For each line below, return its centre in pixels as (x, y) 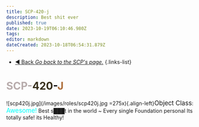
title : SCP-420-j (28, 12)
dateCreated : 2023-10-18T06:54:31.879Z (56, 45)
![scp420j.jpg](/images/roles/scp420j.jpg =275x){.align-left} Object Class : (100, 103)
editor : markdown (28, 39)
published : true (26, 23)
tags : (13, 34)
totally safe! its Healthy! (35, 117)
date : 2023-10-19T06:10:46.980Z (46, 28)
